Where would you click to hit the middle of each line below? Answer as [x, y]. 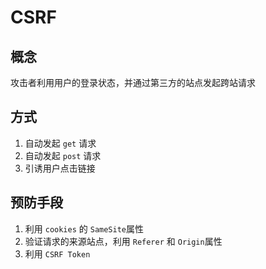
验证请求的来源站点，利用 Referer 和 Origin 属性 [123, 241]
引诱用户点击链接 [60, 168]
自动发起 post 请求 [63, 155]
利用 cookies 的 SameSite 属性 [84, 228]
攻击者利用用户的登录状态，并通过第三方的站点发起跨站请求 [133, 82]
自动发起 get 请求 [60, 143]
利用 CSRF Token [57, 253]
